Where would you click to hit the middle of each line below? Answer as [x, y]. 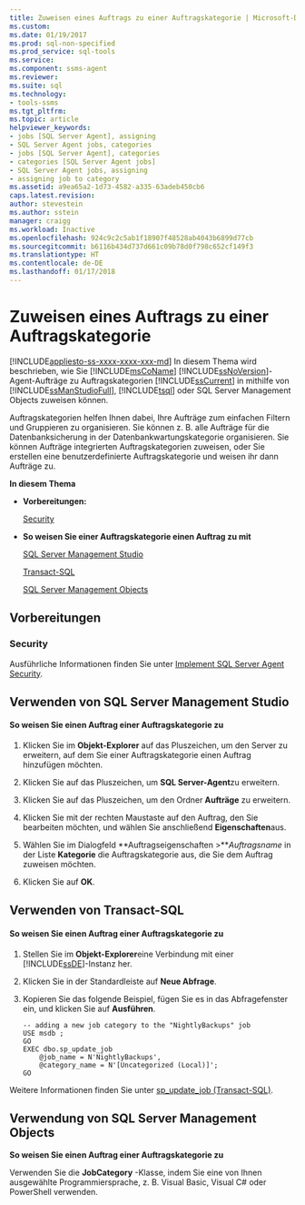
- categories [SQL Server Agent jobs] [83, 162]
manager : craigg [40, 221]
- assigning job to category [64, 178]
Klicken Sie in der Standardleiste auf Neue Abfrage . [119, 981]
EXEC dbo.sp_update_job [68, 1049]
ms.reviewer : [34, 77]
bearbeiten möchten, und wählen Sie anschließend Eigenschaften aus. [154, 827]
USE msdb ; [43, 1033]
